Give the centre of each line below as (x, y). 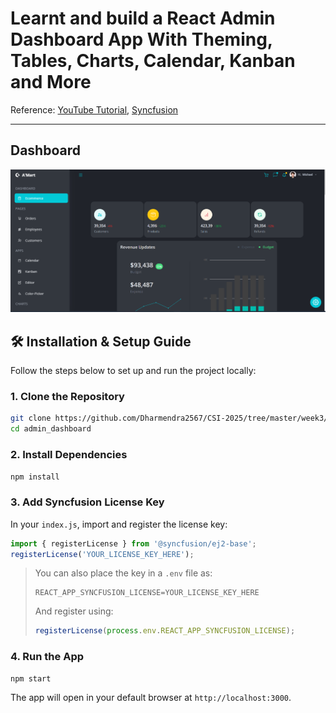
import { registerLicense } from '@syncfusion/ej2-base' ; (133, 543)
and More (51, 82)
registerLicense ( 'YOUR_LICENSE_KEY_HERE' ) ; (102, 554)
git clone (31, 418)
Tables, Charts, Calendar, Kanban (153, 61)
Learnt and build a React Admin (143, 18)
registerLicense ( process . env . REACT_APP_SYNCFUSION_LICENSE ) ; (165, 631)
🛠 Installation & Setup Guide (101, 341)
